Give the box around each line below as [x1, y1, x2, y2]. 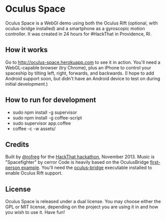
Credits [5, 140, 30, 149]
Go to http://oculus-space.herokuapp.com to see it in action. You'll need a [5, 59, 160, 65]
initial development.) [5, 81, 48, 87]
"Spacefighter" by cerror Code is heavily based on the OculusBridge [5, 159, 149, 165]
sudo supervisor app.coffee [12, 120, 71, 126]
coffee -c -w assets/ [12, 126, 56, 132]
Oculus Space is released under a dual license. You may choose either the [5, 199, 161, 205]
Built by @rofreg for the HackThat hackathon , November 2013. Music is [5, 154, 155, 160]
